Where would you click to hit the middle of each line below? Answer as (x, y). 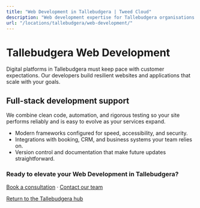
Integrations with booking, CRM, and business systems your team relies (103, 140)
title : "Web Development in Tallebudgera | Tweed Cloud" (79, 12)
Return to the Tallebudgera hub (45, 199)
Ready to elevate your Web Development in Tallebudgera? (92, 174)
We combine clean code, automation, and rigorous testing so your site (93, 115)
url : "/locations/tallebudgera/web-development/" (70, 23)
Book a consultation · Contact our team (55, 187)
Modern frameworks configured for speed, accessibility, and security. (101, 133)
